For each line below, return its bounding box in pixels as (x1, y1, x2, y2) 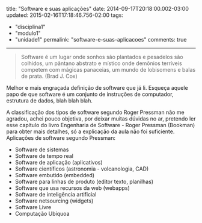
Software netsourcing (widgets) (14, 197, 94, 204)
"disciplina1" (14, 24, 46, 30)
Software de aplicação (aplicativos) (14, 159, 103, 166)
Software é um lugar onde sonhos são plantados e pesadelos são (20, 54, 183, 60)
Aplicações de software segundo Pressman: (6, 134, 116, 141)
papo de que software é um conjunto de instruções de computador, (6, 90, 174, 98)
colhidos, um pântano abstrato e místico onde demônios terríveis (20, 60, 182, 67)
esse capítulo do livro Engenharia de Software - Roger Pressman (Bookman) (6, 122, 195, 128)
